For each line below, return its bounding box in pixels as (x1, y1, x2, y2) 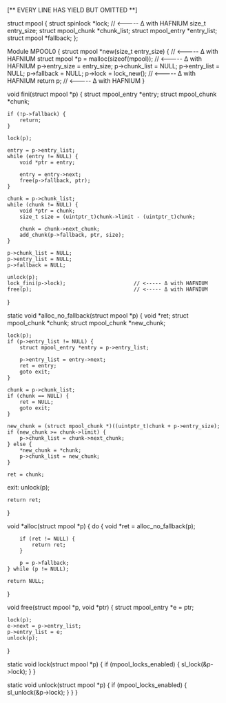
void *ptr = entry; (19, 159, 76, 166)
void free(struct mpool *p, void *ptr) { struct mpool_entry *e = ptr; (7, 604, 194, 611)
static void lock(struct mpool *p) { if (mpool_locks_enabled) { (7, 660, 181, 668)
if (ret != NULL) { (19, 535, 76, 542)
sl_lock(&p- (181, 660, 214, 668)
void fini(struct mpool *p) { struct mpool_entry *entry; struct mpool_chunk (7, 90, 217, 98)
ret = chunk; (7, 471, 45, 478)
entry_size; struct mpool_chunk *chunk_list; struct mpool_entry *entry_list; (7, 27, 218, 35)
